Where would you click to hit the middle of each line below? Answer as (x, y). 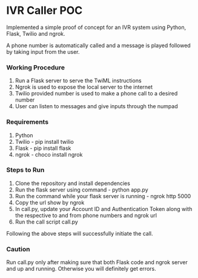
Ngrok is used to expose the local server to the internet (84, 87)
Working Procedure (36, 67)
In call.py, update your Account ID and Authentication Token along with (104, 208)
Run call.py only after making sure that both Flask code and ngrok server (97, 262)
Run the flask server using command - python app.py (81, 189)
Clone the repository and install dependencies (72, 183)
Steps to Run (25, 170)
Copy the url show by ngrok (50, 202)
